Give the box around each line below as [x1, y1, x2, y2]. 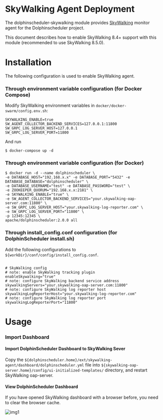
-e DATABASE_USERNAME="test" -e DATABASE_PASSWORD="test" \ [5, 184, 131, 188]
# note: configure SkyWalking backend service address [5, 278, 119, 283]
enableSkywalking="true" [5, 274, 56, 279]
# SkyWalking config [5, 265, 47, 270]
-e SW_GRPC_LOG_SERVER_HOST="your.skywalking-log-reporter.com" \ [5, 205, 143, 210]
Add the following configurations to [5, 246, 76, 252]
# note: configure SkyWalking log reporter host [5, 287, 106, 292]
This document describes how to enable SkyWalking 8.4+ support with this [5, 34, 157, 40]
